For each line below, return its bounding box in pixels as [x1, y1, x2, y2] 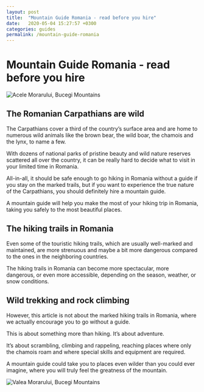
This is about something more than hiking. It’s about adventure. [6, 330, 164, 337]
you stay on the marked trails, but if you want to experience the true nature [6, 181, 194, 188]
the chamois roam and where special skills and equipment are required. [6, 348, 186, 355]
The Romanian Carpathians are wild [6, 109, 145, 119]
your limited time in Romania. [6, 162, 79, 170]
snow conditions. [6, 277, 49, 285]
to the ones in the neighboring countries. [6, 253, 108, 260]
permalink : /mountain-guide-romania [6, 32, 99, 38]
